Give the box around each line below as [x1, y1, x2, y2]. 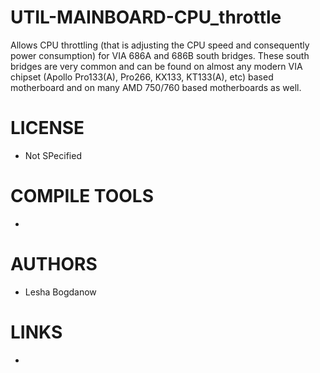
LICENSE [10, 117, 85, 140]
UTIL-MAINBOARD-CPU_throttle [10, 6, 282, 29]
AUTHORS [10, 253, 98, 275]
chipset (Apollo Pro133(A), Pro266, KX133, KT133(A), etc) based [10, 71, 274, 83]
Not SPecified [24, 149, 82, 161]
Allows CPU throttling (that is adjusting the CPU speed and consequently [10, 39, 310, 51]
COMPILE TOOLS [10, 185, 154, 208]
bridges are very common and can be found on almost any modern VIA [10, 60, 303, 72]
